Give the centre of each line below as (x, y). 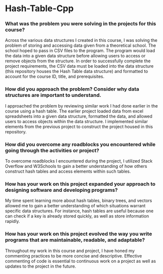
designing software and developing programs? (62, 190)
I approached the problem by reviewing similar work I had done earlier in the (81, 106)
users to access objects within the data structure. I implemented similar (77, 121)
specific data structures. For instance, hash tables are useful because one (79, 211)
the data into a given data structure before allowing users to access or (75, 56)
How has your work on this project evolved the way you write (79, 234)
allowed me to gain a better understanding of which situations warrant (75, 206)
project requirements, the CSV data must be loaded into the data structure (79, 66)
